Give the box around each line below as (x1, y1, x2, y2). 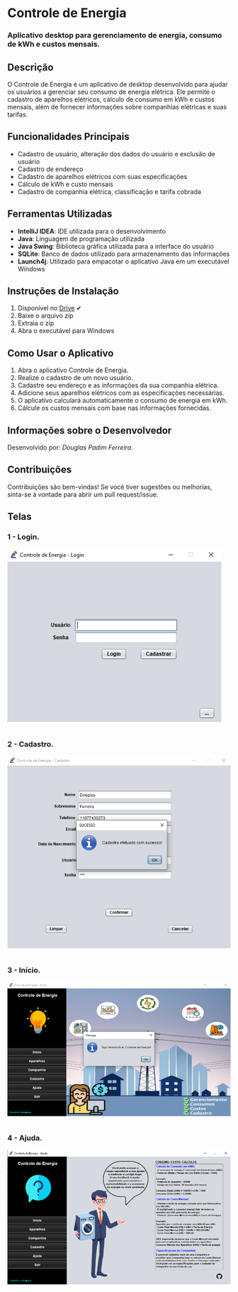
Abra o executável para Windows (17, 327, 115, 335)
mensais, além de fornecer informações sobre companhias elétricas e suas (7, 102, 227, 111)
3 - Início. (7, 965, 41, 975)
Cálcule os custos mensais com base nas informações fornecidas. (17, 403, 212, 413)
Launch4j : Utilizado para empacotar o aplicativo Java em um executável (17, 257, 229, 266)
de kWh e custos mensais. (7, 39, 101, 49)
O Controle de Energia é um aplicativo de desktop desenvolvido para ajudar (7, 80, 228, 88)
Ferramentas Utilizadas (7, 208, 113, 220)
